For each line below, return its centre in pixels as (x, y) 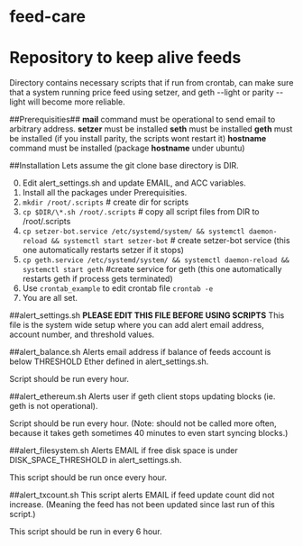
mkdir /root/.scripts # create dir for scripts (106, 202)
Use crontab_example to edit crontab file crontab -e (118, 288)
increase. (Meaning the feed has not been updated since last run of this (142, 505)
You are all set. (50, 298)
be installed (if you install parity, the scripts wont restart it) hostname (138, 139)
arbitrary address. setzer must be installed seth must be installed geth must (151, 129)
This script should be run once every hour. (88, 478)
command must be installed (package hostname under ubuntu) (127, 148)
